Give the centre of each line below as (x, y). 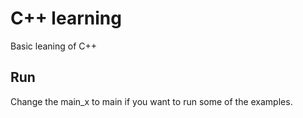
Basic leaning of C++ (54, 46)
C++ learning (66, 18)
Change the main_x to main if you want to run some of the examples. (151, 101)
